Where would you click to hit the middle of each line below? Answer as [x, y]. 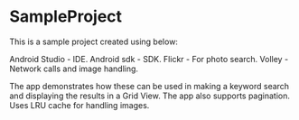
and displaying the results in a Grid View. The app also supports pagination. [150, 96]
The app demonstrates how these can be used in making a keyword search [149, 86]
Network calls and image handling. [74, 69]
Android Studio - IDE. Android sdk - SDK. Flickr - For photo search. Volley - [149, 59]
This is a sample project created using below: [94, 42]
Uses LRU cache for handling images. [79, 105]
